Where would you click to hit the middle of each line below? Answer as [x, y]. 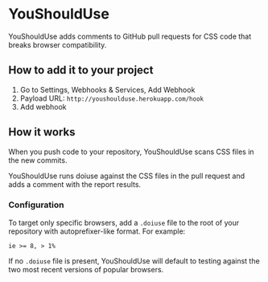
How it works [42, 133]
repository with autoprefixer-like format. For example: [97, 231]
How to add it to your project [81, 70]
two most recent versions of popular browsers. [86, 269]
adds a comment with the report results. [75, 184]
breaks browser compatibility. [58, 44]
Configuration [36, 205]
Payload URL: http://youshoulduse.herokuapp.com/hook [111, 98]
